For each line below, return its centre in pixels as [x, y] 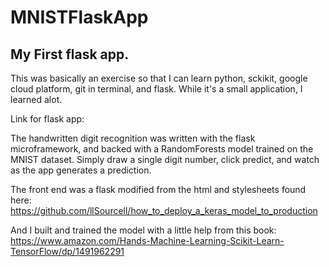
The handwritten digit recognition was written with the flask [133, 138]
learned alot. [36, 99]
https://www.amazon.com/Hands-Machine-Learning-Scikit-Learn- [147, 240]
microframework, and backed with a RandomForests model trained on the [162, 149]
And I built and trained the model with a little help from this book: [143, 230]
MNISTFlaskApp [79, 17]
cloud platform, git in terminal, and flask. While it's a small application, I [156, 89]
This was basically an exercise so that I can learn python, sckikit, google [159, 78]
